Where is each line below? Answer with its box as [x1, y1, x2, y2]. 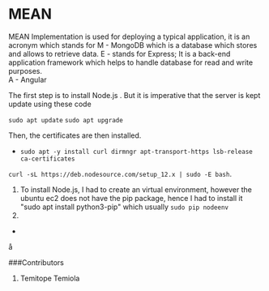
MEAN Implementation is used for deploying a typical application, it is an [8, 32, 250, 41]
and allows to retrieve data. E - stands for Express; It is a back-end [8, 49, 231, 58]
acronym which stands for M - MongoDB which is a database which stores [8, 40, 258, 49]
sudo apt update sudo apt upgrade [8, 116, 123, 124]
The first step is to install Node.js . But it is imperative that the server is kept [8, 90, 261, 100]
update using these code [8, 99, 92, 109]
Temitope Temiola [19, 273, 80, 283]
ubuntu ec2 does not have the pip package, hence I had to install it [19, 193, 243, 203]
